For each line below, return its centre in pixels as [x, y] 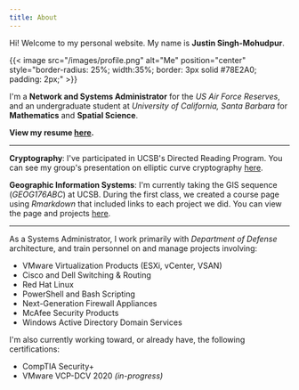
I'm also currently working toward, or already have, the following [127, 339]
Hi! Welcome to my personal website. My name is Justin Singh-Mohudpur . [147, 43]
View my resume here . [52, 132]
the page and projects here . [60, 213]
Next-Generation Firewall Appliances [89, 303]
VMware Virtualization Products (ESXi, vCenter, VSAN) [122, 265]
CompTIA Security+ [58, 366]
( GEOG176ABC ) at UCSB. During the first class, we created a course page [145, 194]
